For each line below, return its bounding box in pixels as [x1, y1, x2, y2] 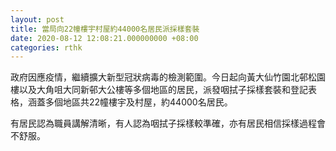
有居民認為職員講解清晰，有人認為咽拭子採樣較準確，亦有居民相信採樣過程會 [10, 117, 326, 130]
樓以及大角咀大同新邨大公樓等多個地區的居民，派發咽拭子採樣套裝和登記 [10, 84, 308, 96]
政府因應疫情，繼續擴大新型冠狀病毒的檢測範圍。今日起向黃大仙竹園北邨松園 [10, 71, 326, 83]
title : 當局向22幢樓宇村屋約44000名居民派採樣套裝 [10, 24, 200, 34]
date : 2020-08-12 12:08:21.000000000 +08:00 [10, 33, 199, 43]
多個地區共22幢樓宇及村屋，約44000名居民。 [44, 96, 233, 108]
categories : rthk [10, 42, 83, 53]
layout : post [10, 14, 65, 25]
